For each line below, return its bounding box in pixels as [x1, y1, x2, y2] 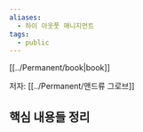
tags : [9, 29, 29, 38]
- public [17, 37, 50, 47]
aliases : [9, 12, 42, 22]
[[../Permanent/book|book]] [9, 62, 111, 73]
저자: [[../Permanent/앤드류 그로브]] [9, 81, 135, 92]
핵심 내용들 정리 [9, 109, 91, 125]
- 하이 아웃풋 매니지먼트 [17, 21, 95, 30]
